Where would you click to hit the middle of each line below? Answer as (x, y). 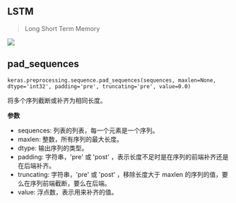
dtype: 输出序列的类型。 (53, 148)
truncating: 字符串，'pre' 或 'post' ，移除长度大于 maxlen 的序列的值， (120, 174)
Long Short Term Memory (62, 28)
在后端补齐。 (36, 166)
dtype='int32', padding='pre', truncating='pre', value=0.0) (99, 86)
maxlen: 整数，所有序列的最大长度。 (70, 139)
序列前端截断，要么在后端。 (70, 183)
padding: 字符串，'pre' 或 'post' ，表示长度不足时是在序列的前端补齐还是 (123, 156)
